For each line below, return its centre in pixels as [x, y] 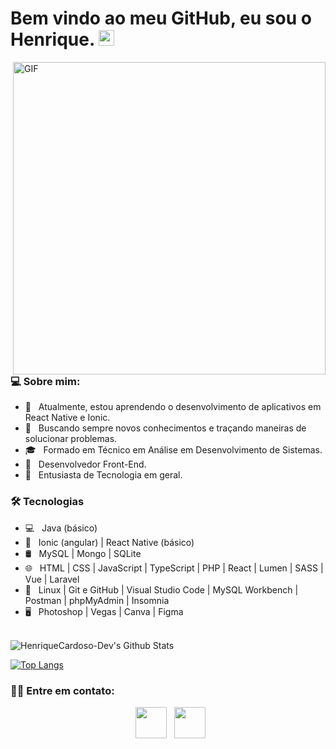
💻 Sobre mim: [45, 381]
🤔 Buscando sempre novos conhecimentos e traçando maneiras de [165, 428]
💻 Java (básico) [61, 528]
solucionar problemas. [71, 439]
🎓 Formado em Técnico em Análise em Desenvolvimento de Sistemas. [173, 450]
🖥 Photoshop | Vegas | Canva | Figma [104, 611]
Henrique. [52, 39]
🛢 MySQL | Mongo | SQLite [83, 553]
